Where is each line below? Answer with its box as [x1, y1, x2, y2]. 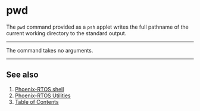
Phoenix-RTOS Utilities [14, 92, 71, 99]
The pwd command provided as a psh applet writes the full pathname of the [6, 23, 189, 30]
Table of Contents [14, 98, 59, 105]
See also [6, 70, 39, 80]
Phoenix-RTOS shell [14, 85, 64, 92]
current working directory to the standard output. [6, 29, 127, 36]
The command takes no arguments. [6, 47, 93, 54]
